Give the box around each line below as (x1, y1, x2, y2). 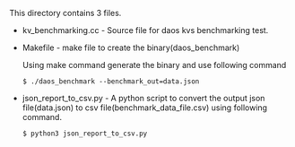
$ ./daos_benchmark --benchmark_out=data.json (22, 77, 200, 86)
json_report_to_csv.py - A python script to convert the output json (22, 93, 265, 103)
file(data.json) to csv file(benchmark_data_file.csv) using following (22, 102, 267, 113)
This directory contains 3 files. (9, 8, 122, 18)
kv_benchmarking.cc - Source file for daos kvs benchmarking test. (22, 25, 269, 35)
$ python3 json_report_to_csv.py (22, 129, 148, 138)
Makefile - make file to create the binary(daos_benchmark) (22, 42, 240, 53)
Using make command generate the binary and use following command (22, 60, 287, 70)
